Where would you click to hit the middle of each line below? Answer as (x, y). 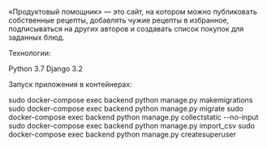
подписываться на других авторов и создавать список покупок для (126, 29)
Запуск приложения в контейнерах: (70, 84)
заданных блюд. (37, 37)
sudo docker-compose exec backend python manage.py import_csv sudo (132, 126)
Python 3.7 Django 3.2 (45, 69)
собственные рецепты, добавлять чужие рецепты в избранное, (119, 20)
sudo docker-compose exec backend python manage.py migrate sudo (126, 109)
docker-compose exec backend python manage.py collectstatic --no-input (133, 117)
